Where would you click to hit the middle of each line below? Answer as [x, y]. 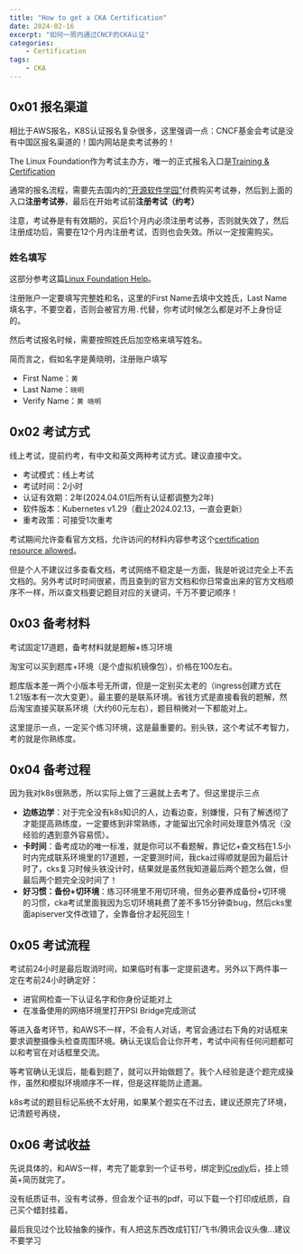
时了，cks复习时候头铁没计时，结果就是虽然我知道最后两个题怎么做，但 [155, 869]
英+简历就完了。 [40, 1180]
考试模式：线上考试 [58, 475]
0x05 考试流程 [50, 945]
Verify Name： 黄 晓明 [62, 401]
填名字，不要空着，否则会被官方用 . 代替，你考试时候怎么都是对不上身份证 [146, 309]
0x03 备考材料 [50, 623]
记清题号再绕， [37, 1114]
